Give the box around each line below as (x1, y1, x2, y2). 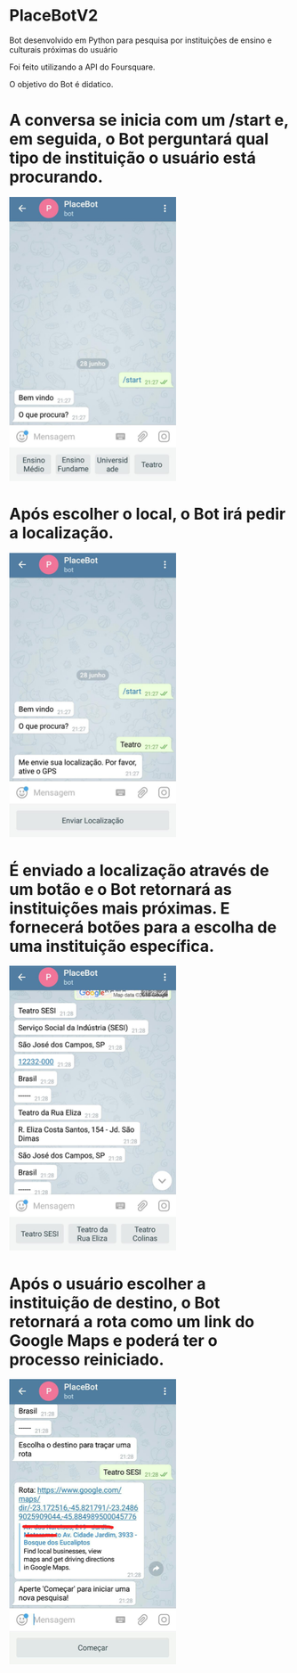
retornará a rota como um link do (9, 1311, 255, 1332)
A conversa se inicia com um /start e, (9, 111, 289, 130)
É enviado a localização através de (9, 860, 269, 881)
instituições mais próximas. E (9, 898, 230, 918)
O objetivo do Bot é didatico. (9, 78, 114, 89)
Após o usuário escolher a (9, 1274, 206, 1293)
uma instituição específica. (9, 936, 215, 956)
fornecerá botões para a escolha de (9, 917, 277, 937)
